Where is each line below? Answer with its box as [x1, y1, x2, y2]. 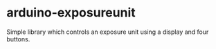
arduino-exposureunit [6, 5, 136, 21]
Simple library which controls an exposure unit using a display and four [6, 28, 209, 36]
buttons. [6, 35, 30, 43]
